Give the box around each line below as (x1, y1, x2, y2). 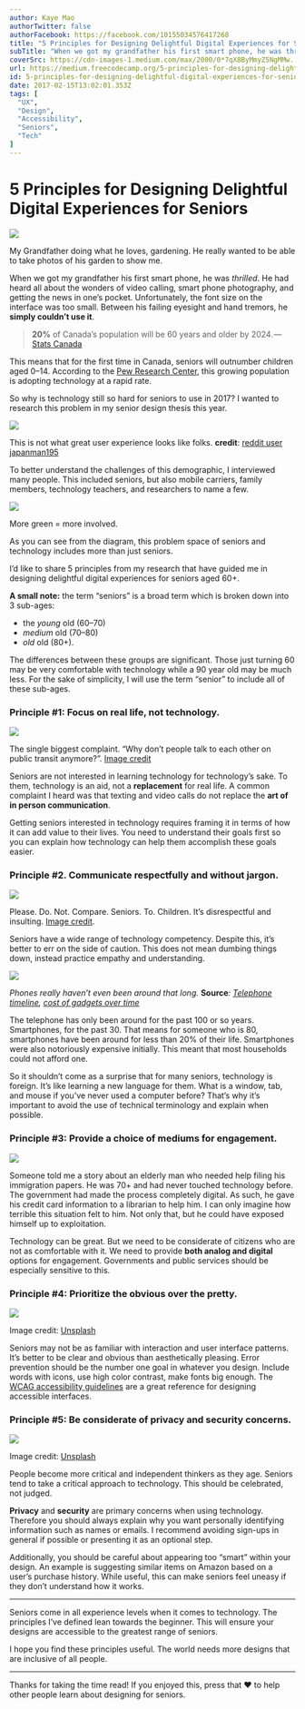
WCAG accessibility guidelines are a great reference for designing (9, 1380, 257, 1391)
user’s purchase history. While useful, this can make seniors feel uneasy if (9, 1571, 287, 1582)
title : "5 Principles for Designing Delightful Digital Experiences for (9, 38, 290, 48)
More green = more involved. (9, 518, 118, 529)
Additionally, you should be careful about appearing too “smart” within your (9, 1552, 291, 1563)
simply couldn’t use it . (9, 310, 95, 322)
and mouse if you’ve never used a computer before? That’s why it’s (9, 1090, 261, 1101)
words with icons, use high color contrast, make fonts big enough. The (9, 1371, 274, 1382)
